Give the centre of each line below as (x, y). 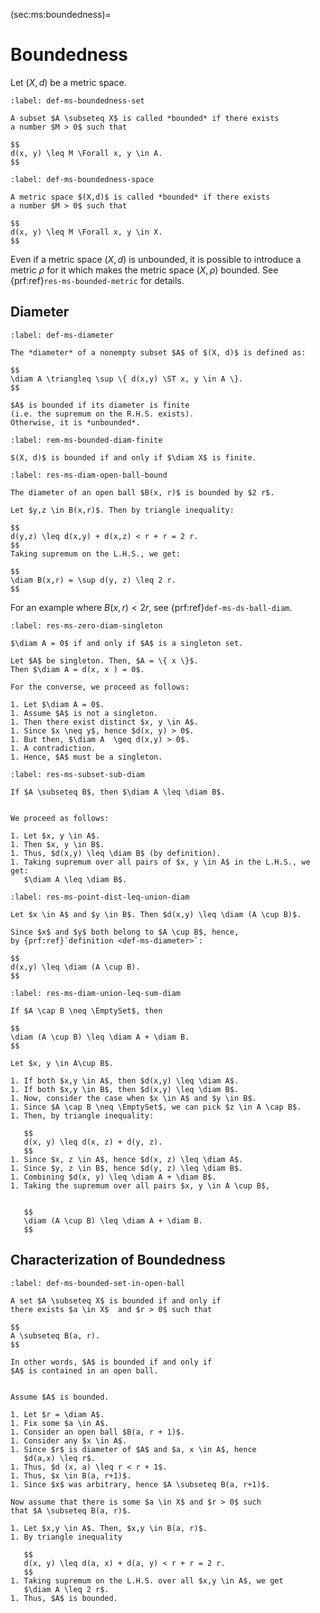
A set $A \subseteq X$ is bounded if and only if (116, 1300)
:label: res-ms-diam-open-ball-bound (89, 475)
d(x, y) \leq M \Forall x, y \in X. (86, 232)
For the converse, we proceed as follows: (100, 687)
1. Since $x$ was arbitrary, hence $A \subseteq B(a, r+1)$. (140, 1484)
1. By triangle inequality (66, 1537)
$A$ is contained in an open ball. (84, 1370)
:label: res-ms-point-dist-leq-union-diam (100, 897)
